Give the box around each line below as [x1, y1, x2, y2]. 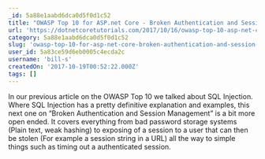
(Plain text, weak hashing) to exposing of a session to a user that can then [8, 125, 248, 135]
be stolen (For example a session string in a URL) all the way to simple [8, 133, 236, 142]
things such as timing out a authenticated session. [8, 142, 171, 151]
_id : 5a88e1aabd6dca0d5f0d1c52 [8, 11, 111, 20]
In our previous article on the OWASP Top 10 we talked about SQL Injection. [8, 91, 254, 101]
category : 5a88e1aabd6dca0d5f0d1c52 [8, 33, 129, 42]
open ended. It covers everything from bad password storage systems [8, 116, 237, 126]
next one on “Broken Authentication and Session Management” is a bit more [8, 108, 256, 118]
